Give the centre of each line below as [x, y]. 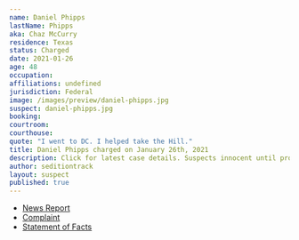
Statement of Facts [57, 227]
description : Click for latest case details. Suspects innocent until [143, 158]
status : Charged [39, 51]
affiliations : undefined [55, 84]
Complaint [41, 218]
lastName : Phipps [41, 26]
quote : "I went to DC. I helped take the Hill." [101, 141]
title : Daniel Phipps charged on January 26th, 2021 [109, 149]
